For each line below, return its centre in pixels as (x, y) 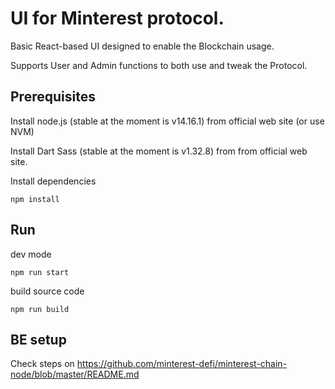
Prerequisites (53, 97)
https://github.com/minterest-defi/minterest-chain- (182, 364)
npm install (35, 199)
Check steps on (42, 364)
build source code (47, 291)
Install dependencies (53, 181)
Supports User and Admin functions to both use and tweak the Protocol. (159, 65)
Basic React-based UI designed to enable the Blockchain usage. (142, 46)
